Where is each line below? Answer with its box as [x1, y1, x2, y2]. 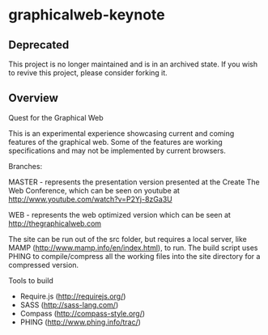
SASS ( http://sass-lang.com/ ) [19, 299, 119, 309]
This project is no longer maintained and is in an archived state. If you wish [8, 59, 258, 69]
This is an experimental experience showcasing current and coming [8, 128, 235, 138]
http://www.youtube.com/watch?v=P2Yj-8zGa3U [8, 194, 172, 204]
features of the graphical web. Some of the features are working [8, 137, 223, 146]
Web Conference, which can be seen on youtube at [8, 185, 181, 195]
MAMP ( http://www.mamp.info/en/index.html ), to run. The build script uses [8, 243, 258, 252]
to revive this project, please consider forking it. [8, 68, 168, 78]
